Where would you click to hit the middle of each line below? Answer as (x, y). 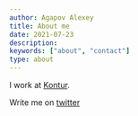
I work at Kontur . (39, 85)
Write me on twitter (45, 103)
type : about (31, 59)
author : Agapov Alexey (52, 18)
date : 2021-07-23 (42, 34)
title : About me (39, 26)
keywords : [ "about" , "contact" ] (69, 51)
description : (34, 43)
